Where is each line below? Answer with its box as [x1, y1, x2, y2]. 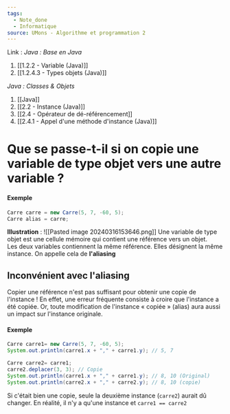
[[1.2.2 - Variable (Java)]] [16, 61, 89, 69]
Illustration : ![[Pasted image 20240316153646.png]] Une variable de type [7, 228, 218, 236]
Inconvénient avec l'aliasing [7, 270, 130, 281]
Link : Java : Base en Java [7, 48, 82, 56]
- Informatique [13, 23, 57, 30]
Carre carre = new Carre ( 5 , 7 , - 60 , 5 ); [7, 209, 125, 216]
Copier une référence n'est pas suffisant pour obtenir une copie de [7, 288, 197, 296]
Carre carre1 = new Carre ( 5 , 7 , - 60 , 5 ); [7, 341, 125, 348]
